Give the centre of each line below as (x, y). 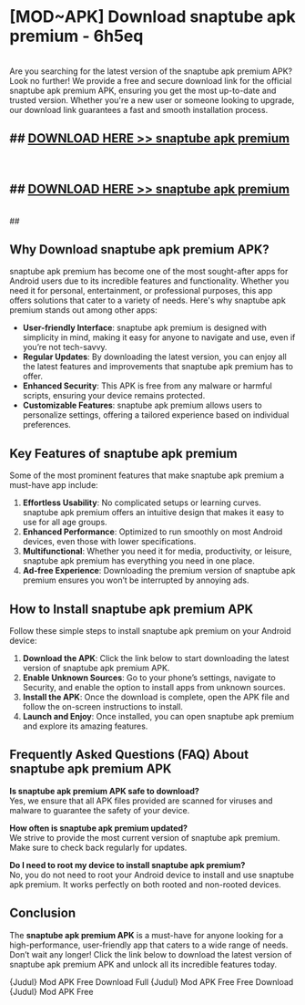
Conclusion (43, 913)
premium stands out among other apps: (83, 310)
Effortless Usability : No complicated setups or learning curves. (142, 502)
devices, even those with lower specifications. (109, 542)
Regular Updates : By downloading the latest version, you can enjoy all (154, 357)
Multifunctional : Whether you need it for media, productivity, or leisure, (157, 551)
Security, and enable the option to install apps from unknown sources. (154, 687)
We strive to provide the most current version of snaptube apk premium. (145, 837)
